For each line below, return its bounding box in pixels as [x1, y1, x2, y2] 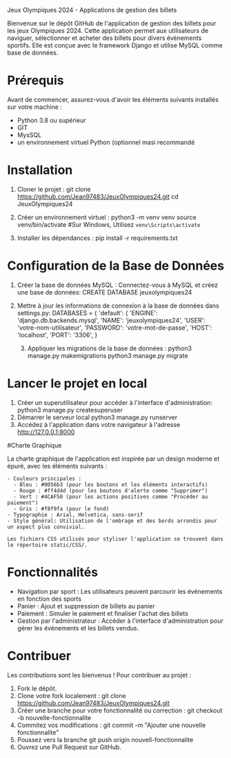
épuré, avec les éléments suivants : [7, 461, 108, 470]
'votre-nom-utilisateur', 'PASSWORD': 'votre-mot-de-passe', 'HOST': [17, 323, 212, 332]
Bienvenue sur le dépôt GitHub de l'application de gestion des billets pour [7, 19, 217, 27]
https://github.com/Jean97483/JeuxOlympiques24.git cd [17, 192, 179, 201]
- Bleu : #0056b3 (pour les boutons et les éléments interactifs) [13, 481, 208, 488]
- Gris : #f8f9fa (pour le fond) [13, 505, 110, 512]
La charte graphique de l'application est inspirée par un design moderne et [7, 455, 220, 463]
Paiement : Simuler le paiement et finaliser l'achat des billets [17, 609, 188, 617]
